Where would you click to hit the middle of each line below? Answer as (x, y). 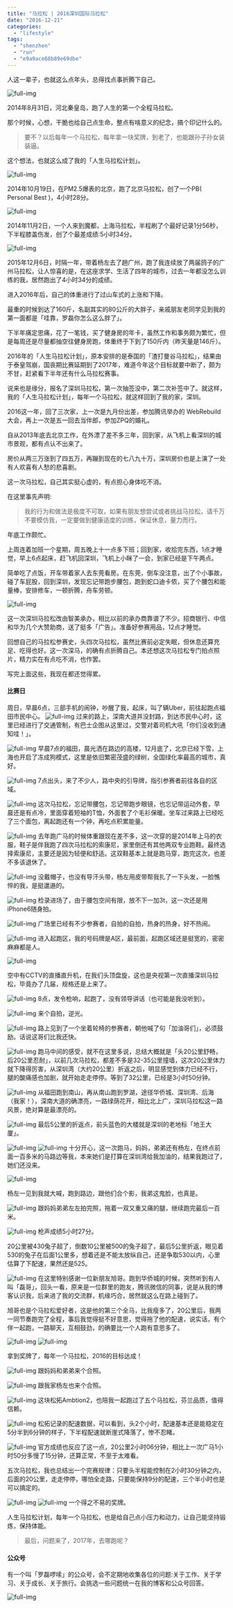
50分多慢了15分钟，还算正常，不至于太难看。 (78, 1455)
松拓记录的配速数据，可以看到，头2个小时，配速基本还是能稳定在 (131, 1423)
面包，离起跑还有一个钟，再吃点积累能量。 (86, 821)
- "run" (25, 53)
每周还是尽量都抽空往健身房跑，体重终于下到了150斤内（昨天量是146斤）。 (119, 341)
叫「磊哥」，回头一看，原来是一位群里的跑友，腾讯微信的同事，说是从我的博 (115, 1287)
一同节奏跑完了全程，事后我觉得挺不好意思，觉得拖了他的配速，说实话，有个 (116, 1319)
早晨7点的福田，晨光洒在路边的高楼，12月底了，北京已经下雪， (128, 748)
